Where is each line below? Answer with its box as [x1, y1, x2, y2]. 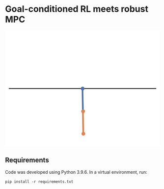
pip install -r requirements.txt [5, 179, 74, 184]
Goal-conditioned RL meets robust [5, 3, 149, 15]
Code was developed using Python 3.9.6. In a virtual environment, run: [5, 169, 147, 175]
